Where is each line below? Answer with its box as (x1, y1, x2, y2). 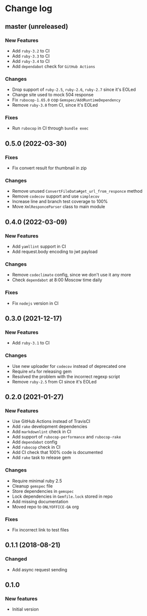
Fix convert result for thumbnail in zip (12, 165, 87, 171)
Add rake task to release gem (12, 454, 71, 460)
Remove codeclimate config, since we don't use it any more (12, 272, 131, 278)
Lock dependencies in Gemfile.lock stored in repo (12, 493, 113, 499)
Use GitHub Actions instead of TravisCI (12, 418, 91, 424)
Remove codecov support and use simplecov (12, 193, 99, 199)
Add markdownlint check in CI (12, 429, 72, 435)
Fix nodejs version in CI (12, 300, 59, 306)
